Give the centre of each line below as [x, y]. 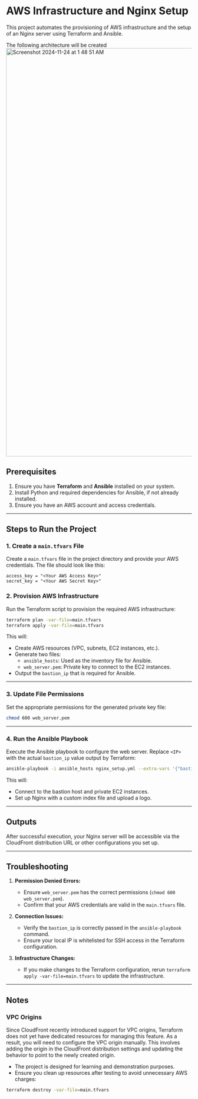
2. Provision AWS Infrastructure [52, 596]
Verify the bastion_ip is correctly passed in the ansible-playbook [102, 928]
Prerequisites [31, 472]
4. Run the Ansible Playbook [47, 738]
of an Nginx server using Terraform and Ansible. [65, 33]
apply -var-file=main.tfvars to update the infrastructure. [94, 976]
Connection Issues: [39, 917]
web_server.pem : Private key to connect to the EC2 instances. [97, 667]
